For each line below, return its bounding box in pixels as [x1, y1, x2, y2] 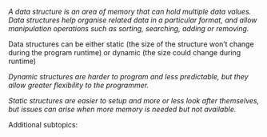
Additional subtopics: [8, 120, 78, 129]
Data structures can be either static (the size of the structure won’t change [8, 39, 254, 49]
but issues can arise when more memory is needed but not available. [8, 104, 237, 114]
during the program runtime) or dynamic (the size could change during [8, 48, 241, 57]
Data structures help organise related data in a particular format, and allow [8, 15, 257, 25]
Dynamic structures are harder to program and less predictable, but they [8, 72, 249, 81]
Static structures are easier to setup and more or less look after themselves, [8, 96, 260, 105]
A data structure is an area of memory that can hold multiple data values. [8, 7, 252, 16]
